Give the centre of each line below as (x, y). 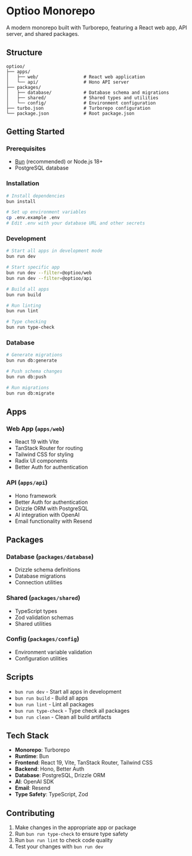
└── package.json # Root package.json (70, 113)
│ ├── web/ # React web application (76, 77)
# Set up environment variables (46, 212)
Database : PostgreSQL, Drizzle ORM (60, 775)
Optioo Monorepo (51, 11)
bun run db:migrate (30, 393)
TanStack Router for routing (49, 448)
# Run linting (24, 306)
